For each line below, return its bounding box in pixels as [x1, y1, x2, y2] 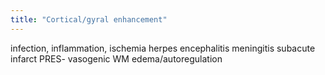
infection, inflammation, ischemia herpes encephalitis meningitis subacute [10, 42, 316, 54]
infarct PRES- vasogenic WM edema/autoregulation [10, 52, 223, 65]
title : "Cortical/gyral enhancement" [10, 14, 168, 25]
